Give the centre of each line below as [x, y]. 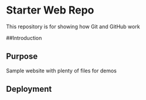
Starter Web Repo [50, 10]
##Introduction [24, 38]
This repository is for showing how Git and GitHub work [73, 26]
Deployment [29, 89]
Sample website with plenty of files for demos [62, 71]
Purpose [22, 56]
